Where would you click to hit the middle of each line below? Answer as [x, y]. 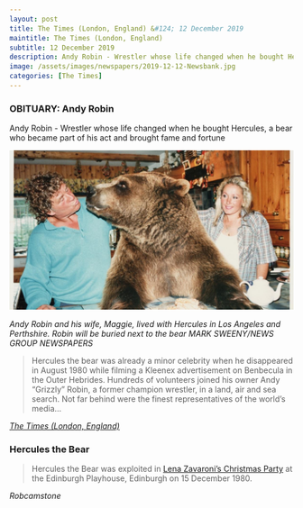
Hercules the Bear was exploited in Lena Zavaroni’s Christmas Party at [162, 469]
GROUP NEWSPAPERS [51, 343]
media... [46, 409]
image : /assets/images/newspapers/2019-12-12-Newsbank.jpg [123, 67]
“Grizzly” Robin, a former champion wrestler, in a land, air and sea [154, 390]
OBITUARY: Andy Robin [62, 108]
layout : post [34, 19]
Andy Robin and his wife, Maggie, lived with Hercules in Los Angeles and [145, 324]
